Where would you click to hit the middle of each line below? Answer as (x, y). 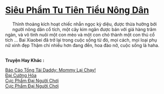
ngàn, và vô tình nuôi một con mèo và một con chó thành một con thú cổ (80, 34)
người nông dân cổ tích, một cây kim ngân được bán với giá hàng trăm (84, 29)
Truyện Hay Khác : (25, 60)
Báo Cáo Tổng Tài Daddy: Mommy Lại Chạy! (50, 70)
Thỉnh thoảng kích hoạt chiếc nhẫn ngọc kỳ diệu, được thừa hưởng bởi (84, 24)
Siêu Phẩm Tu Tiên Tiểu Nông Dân (77, 10)
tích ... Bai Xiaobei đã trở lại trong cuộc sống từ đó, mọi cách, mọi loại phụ (81, 40)
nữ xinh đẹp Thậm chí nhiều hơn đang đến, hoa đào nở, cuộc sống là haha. (82, 45)
